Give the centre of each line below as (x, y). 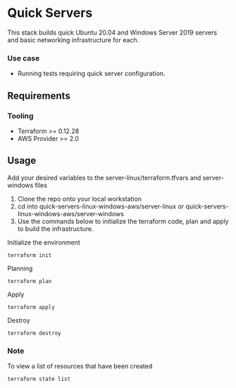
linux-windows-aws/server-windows (71, 213)
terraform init (30, 255)
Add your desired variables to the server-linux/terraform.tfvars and (104, 177)
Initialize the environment (44, 242)
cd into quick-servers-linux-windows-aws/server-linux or (101, 206)
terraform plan (30, 281)
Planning (20, 268)
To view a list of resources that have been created (80, 366)
